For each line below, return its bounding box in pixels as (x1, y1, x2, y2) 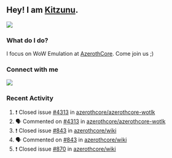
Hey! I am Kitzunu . (6, 5, 79, 15)
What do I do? (6, 36, 49, 45)
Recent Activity (6, 94, 54, 103)
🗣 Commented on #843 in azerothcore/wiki (15, 136, 127, 143)
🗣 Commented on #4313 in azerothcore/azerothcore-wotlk (15, 118, 166, 125)
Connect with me (6, 66, 58, 74)
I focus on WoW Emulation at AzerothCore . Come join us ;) (6, 50, 154, 58)
